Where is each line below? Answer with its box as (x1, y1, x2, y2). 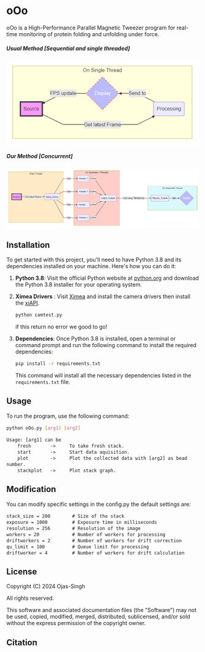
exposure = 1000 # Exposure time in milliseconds (6, 519, 157, 525)
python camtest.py (15, 312, 62, 318)
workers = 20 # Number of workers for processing (6, 531, 166, 537)
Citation (6, 637, 38, 648)
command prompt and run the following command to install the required (15, 342, 197, 349)
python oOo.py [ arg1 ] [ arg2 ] (6, 424, 81, 431)
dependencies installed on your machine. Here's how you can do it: (6, 263, 176, 270)
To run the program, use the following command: (6, 412, 130, 420)
